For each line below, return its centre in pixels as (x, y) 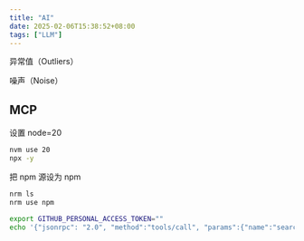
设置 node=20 (35, 133)
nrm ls (22, 194)
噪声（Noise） (36, 81)
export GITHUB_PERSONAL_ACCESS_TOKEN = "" (87, 218)
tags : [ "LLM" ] (36, 34)
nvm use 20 (30, 150)
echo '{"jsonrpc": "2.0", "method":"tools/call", (105, 227)
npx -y (22, 159)
